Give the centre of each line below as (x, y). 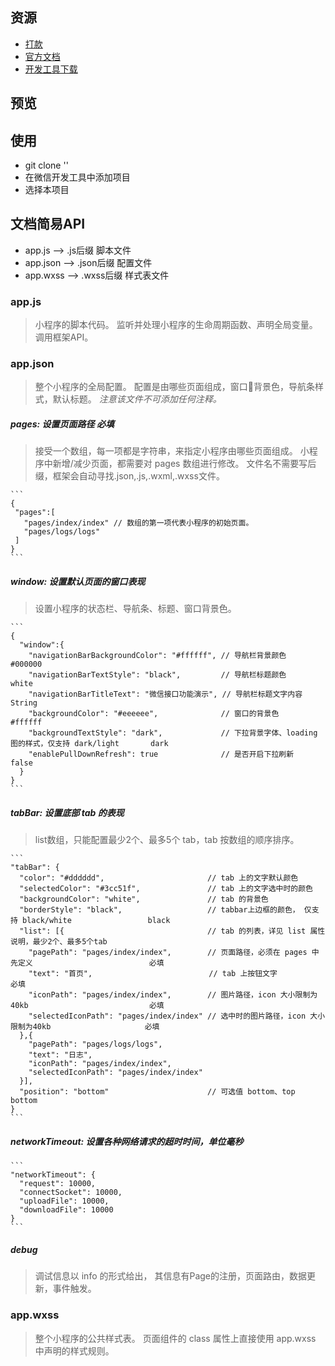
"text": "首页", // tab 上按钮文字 (153, 974)
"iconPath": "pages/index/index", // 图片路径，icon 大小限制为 (173, 995)
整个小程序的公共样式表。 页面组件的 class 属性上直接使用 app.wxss (175, 1338)
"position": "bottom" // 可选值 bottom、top (157, 1092)
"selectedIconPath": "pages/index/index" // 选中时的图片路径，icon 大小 (177, 1016)
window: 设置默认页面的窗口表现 (78, 581)
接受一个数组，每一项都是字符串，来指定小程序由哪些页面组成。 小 (172, 451)
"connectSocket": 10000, (71, 1193)
